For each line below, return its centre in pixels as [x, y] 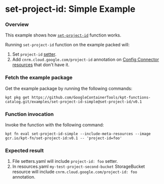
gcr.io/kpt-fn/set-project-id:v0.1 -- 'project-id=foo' [64, 138]
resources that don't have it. [41, 65]
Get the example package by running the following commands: [69, 88]
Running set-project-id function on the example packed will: [67, 45]
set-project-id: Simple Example [70, 9]
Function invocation [30, 114]
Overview [17, 25]
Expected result [24, 150]
